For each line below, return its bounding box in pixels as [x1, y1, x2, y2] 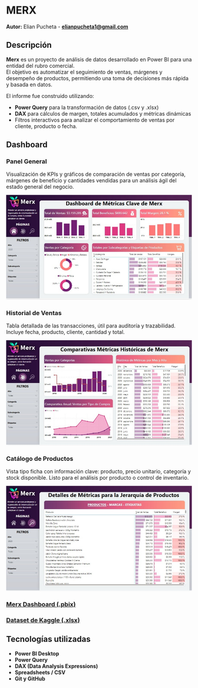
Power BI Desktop [14, 650, 60, 657]
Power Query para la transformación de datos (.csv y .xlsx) [14, 104, 159, 111]
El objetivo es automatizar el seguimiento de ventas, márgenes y [6, 68, 163, 76]
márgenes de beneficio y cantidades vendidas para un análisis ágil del [6, 177, 177, 184]
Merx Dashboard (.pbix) [6, 600, 76, 608]
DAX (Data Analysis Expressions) [14, 662, 98, 670]
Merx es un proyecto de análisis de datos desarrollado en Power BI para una [6, 55, 192, 63]
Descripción [6, 40, 52, 50]
